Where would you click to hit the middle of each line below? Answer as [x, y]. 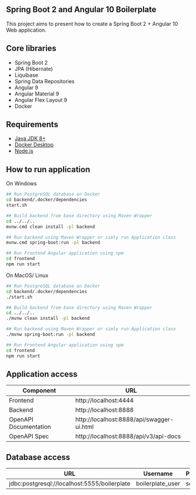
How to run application [48, 169]
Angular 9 [26, 87]
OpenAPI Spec [29, 436]
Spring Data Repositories [44, 81]
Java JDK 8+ [30, 139]
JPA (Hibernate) [34, 69]
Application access [42, 374]
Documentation [30, 427]
